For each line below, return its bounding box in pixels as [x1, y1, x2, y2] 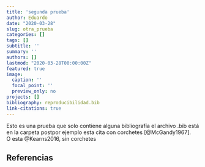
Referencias [6, 152, 54, 163]
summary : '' [6, 49, 37, 55]
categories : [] [6, 32, 45, 38]
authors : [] [6, 54, 37, 60]
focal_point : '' [12, 83, 53, 89]
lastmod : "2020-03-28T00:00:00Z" [6, 60, 92, 66]
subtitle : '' [6, 43, 40, 49]
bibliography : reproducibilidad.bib [6, 99, 100, 105]
